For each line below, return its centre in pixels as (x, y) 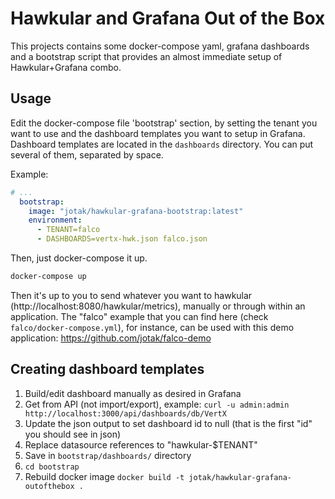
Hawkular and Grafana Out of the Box (168, 18)
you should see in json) (73, 434)
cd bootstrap (52, 467)
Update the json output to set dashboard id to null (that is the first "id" (168, 423)
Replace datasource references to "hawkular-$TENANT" (141, 444)
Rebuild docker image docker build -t (104, 476)
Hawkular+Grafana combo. (66, 67)
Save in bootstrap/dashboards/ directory (108, 455)
